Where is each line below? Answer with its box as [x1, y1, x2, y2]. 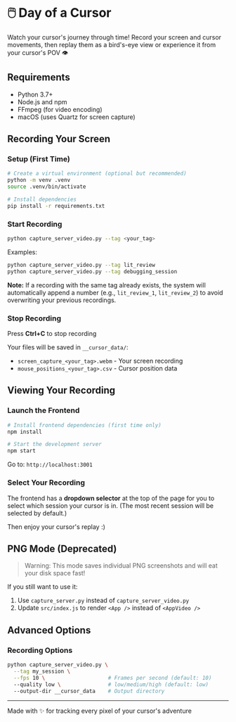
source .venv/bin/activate [7, 183, 86, 190]
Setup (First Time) [7, 154, 70, 164]
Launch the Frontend [7, 406, 80, 416]
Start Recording [7, 219, 63, 229]
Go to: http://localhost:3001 [7, 460, 93, 468]
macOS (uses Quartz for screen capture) [17, 113, 136, 121]
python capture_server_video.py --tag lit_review [7, 261, 156, 268]
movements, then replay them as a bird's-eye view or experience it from [7, 40, 216, 49]
